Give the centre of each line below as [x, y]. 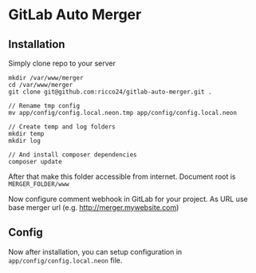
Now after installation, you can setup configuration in [95, 251]
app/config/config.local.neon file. [65, 260]
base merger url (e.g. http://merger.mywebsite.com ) [94, 208]
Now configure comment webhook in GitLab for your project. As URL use [128, 199]
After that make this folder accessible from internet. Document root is [122, 176]
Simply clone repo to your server [62, 63]
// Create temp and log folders [62, 127]
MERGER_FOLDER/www [39, 184]
